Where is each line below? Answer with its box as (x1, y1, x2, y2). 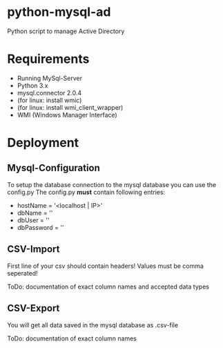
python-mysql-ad (7, 4, 111, 20)
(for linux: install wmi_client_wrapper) (17, 103, 124, 111)
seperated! (7, 269, 38, 277)
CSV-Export (7, 302, 60, 314)
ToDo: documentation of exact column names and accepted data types (7, 282, 209, 291)
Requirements (7, 51, 90, 67)
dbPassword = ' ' (17, 223, 64, 231)
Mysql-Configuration (7, 162, 100, 174)
